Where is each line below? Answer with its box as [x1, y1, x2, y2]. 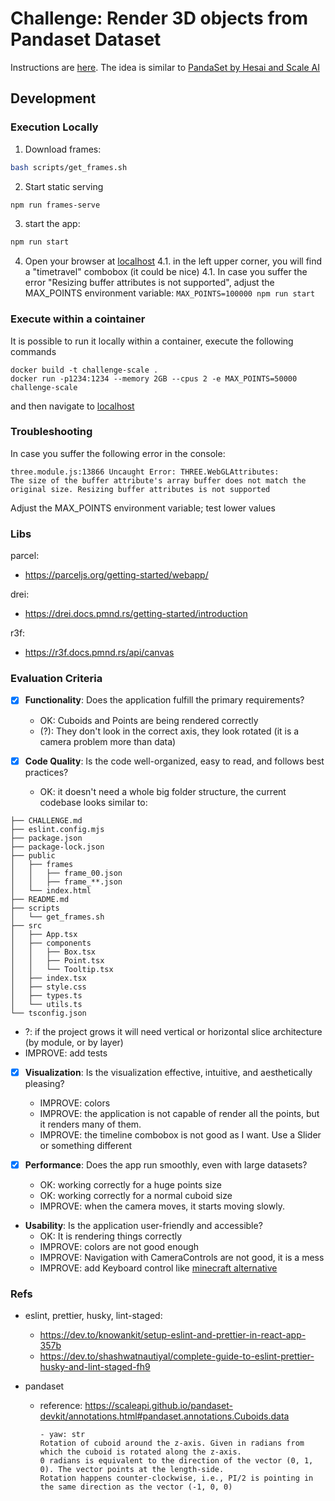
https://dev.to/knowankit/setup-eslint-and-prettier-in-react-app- [39, 1328, 307, 1341]
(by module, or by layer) [24, 1036, 124, 1048]
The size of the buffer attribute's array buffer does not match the [10, 475, 307, 486]
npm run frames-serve [10, 200, 101, 210]
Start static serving [24, 180, 104, 192]
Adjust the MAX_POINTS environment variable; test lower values [10, 502, 276, 514]
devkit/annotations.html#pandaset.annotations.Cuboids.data [39, 1410, 290, 1422]
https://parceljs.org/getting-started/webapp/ [24, 569, 209, 581]
